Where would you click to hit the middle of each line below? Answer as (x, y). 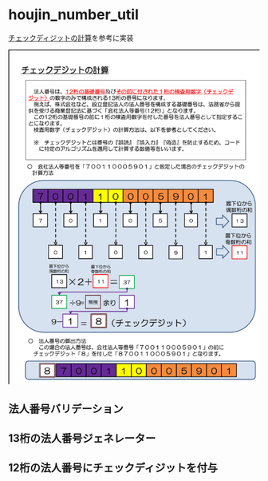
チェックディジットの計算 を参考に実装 (71, 38)
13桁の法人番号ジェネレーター (82, 438)
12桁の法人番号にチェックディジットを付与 (113, 468)
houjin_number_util (74, 15)
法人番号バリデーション (66, 409)
